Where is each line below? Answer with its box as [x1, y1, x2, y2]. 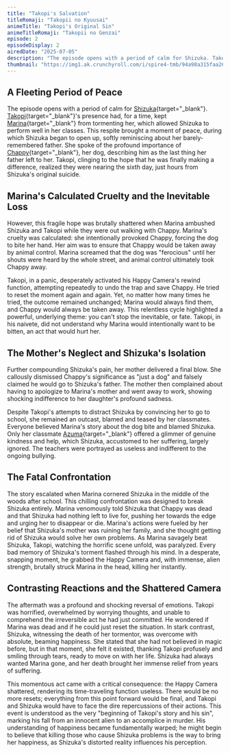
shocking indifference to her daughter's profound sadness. [7, 395, 173, 403]
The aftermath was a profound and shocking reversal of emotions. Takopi [7, 601, 214, 609]
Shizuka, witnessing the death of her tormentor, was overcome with [7, 629, 198, 638]
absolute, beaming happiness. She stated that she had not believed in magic [7, 637, 222, 645]
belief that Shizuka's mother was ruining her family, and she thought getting [7, 526, 221, 534]
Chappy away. [7, 263, 48, 271]
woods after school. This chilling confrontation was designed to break [7, 497, 204, 505]
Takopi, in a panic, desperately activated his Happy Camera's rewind [7, 276, 201, 285]
